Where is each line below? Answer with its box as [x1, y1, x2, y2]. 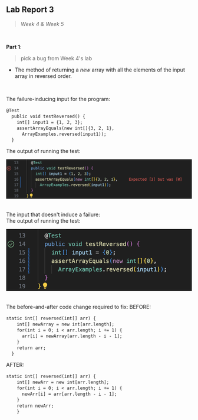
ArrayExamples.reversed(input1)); [21, 131, 107, 137]
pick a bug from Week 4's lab [20, 54, 93, 61]
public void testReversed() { [11, 113, 85, 119]
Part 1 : [6, 43, 22, 50]
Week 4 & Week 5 [20, 20, 64, 27]
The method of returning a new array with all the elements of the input [14, 66, 186, 73]
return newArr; [16, 403, 54, 409]
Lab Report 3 [6, 5, 54, 15]
